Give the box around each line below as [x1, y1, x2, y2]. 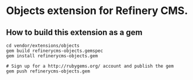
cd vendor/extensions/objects [6, 43, 80, 48]
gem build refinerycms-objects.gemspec [6, 48, 104, 54]
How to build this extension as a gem [6, 27, 143, 37]
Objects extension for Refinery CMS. [6, 4, 188, 18]
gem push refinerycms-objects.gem [6, 68, 91, 74]
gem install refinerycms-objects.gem [6, 53, 98, 59]
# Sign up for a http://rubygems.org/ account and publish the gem [6, 63, 174, 69]
